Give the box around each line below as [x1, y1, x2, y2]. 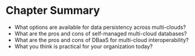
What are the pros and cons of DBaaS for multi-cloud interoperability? [14, 36, 189, 43]
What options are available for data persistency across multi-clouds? [14, 23, 186, 31]
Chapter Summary [5, 4, 101, 17]
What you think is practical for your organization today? [14, 43, 153, 50]
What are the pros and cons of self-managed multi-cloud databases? [14, 30, 187, 37]
